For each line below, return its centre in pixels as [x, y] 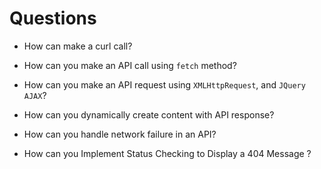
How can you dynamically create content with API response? [149, 114]
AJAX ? [35, 95]
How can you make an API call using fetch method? [130, 65]
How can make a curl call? [78, 46]
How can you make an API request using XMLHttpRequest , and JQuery [164, 84]
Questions [53, 18]
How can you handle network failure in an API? [120, 134]
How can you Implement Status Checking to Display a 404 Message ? [167, 153]
